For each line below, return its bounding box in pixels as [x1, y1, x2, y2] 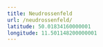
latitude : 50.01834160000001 [7, 23, 91, 30]
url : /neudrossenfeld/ [7, 17, 73, 23]
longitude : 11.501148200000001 [7, 29, 97, 37]
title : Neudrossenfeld [7, 10, 73, 17]
